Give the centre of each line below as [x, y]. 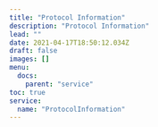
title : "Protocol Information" [67, 17]
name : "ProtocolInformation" [71, 109]
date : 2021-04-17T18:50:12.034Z [69, 42]
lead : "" [25, 34]
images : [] [29, 59]
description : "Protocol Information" [79, 26]
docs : [28, 76]
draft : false [33, 51]
